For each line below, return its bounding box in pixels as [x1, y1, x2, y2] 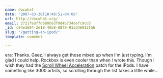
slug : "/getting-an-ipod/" [5, 30, 60, 35]
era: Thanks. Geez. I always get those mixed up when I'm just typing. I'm [5, 52, 152, 58]
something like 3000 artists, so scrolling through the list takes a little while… [5, 67, 159, 73]
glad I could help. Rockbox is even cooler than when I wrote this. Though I [5, 57, 155, 63]
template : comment [5, 35, 43, 39]
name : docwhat [5, 7, 34, 12]
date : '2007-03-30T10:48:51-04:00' [5, 12, 78, 17]
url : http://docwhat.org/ [5, 16, 58, 21]
